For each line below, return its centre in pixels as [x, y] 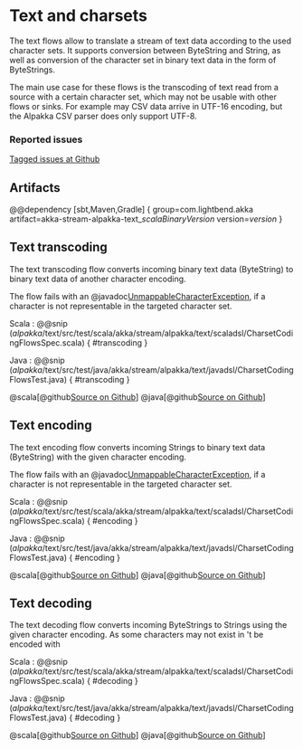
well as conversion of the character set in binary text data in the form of [143, 60]
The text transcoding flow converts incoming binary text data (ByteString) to [151, 269]
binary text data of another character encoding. [98, 279]
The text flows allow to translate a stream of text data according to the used [151, 41]
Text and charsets [78, 16]
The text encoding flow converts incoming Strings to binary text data [137, 447]
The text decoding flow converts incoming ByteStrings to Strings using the [148, 625]
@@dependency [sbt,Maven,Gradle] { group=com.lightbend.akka [131, 210]
